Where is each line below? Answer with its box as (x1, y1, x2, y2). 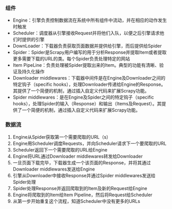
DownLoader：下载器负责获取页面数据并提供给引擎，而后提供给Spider (12, 43, 162, 49)
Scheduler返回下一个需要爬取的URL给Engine (12, 146, 108, 153)
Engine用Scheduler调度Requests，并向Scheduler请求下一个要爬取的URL (12, 140, 167, 146)
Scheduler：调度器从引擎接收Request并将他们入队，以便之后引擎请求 (12, 30, 160, 36)
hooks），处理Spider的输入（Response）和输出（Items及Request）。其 (12, 101, 162, 107)
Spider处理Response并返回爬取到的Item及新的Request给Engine (12, 185, 147, 191)
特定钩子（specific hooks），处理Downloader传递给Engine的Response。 (12, 81, 166, 88)
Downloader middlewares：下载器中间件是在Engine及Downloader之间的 (12, 75, 166, 81)
